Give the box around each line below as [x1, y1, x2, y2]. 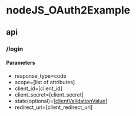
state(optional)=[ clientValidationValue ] [14, 97, 108, 104]
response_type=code [14, 72, 67, 79]
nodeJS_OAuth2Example [6, 4, 131, 17]
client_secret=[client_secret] [14, 91, 84, 98]
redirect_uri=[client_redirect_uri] [14, 104, 93, 111]
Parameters [6, 59, 35, 67]
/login [6, 45, 24, 53]
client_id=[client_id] [14, 85, 63, 92]
